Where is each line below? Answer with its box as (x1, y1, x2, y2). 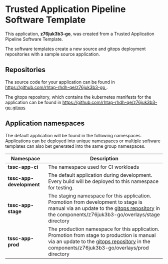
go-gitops (5, 104, 26, 111)
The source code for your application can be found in (5, 79, 115, 85)
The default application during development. (48, 171, 152, 178)
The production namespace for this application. (48, 225, 159, 232)
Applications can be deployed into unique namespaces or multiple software (5, 138, 161, 144)
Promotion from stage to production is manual (48, 231, 156, 238)
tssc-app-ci (7, 163, 38, 170)
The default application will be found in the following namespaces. (5, 132, 142, 138)
